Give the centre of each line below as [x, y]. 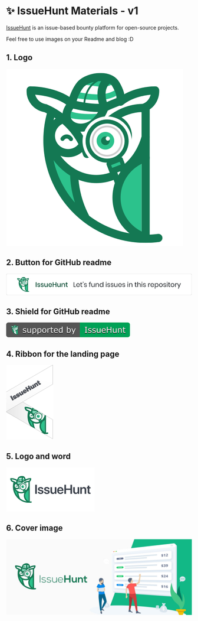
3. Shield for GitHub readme [58, 311]
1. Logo [19, 58]
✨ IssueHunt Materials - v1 [72, 11]
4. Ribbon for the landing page [63, 354]
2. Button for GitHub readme [59, 263]
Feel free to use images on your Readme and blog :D [70, 39]
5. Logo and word [38, 456]
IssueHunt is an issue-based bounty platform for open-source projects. [93, 27]
